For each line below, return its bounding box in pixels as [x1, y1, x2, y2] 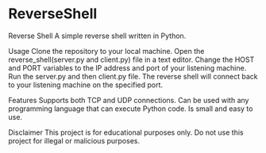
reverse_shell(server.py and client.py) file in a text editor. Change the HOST [8, 55, 255, 64]
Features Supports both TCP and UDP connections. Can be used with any [8, 95, 249, 105]
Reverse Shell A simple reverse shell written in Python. [8, 31, 187, 40]
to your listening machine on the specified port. [8, 80, 164, 90]
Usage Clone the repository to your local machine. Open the [8, 46, 205, 55]
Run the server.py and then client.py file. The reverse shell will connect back [8, 71, 258, 81]
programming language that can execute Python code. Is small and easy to [8, 104, 253, 113]
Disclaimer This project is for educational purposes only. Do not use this [8, 128, 244, 137]
